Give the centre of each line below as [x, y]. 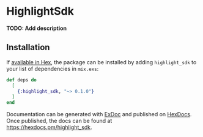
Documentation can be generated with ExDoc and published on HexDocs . [99, 114]
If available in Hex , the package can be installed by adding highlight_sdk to [102, 62]
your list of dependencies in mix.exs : [53, 68]
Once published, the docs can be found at [59, 121]
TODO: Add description [37, 28]
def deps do [21, 80]
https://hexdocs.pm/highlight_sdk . [50, 127]
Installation [28, 47]
